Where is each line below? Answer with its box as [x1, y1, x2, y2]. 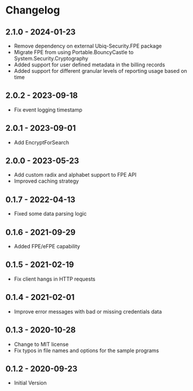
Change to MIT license [13, 341, 69, 348]
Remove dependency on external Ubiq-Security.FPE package [13, 42, 162, 49]
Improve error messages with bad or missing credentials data [13, 308, 162, 315]
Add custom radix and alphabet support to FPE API [13, 171, 137, 178]
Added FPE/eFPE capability [13, 243, 80, 250]
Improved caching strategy [13, 177, 80, 185]
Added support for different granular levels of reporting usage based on [13, 68, 188, 74]
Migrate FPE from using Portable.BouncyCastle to [13, 49, 134, 56]
